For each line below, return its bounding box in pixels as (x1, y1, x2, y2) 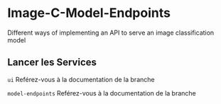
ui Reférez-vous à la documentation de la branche (7, 75, 155, 83)
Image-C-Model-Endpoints (7, 5, 171, 21)
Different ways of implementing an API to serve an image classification (7, 28, 215, 37)
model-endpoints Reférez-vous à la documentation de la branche (7, 88, 197, 97)
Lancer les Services (7, 57, 97, 69)
